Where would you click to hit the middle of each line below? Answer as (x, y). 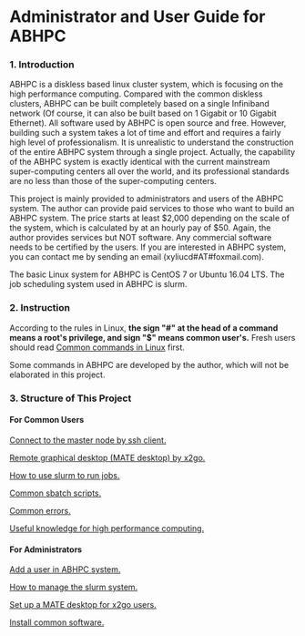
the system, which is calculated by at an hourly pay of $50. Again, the (140, 228)
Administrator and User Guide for (137, 17)
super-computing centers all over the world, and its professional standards (149, 171)
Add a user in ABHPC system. (65, 569)
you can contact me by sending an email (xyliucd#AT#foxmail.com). (137, 257)
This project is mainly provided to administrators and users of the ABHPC (147, 199)
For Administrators (46, 549)
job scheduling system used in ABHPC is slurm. (98, 284)
